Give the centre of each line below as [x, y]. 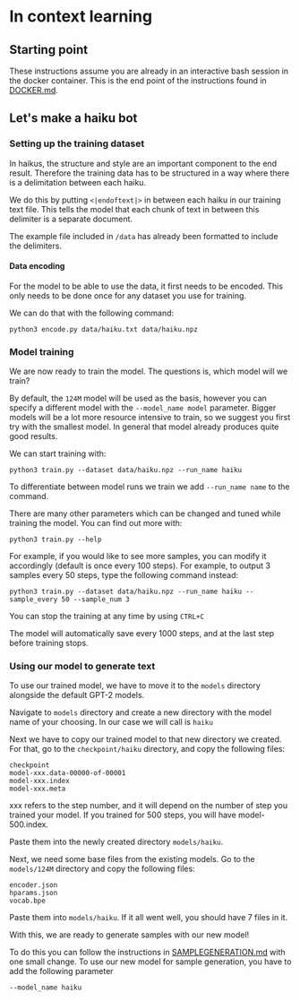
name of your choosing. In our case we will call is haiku [111, 722]
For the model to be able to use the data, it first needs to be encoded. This [146, 286]
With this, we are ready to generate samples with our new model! [129, 935]
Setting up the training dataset [77, 143]
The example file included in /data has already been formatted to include [144, 236]
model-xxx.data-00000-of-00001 [68, 773]
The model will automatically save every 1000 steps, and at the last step [142, 634]
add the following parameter [61, 971]
